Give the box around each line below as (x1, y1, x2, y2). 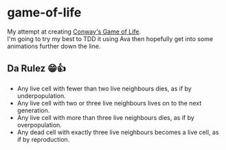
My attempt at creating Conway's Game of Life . (7, 27, 142, 36)
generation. (16, 106, 50, 114)
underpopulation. (16, 91, 67, 100)
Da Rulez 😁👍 (7, 63, 67, 75)
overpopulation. (16, 121, 62, 129)
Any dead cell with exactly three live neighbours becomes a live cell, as (16, 128, 219, 136)
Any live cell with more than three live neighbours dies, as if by (16, 113, 194, 121)
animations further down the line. (7, 42, 101, 50)
